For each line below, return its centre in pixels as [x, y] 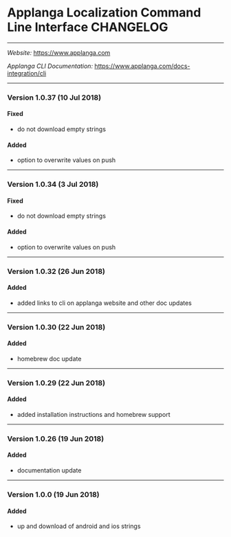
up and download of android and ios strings [79, 526]
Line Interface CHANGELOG [88, 27]
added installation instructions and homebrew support [93, 414]
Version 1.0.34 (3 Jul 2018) [53, 185]
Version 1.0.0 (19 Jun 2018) [53, 494]
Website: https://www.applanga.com [59, 52]
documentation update [49, 470]
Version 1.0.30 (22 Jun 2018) [56, 327]
